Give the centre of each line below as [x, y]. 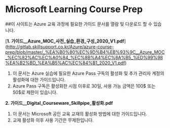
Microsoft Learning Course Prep [74, 9]
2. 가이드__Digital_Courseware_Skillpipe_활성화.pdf [59, 103]
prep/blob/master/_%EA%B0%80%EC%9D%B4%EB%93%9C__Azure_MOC [85, 52]
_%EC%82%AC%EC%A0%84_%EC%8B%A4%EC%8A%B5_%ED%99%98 [84, 57]
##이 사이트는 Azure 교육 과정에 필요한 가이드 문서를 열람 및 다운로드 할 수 [79, 24]
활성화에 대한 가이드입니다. [39, 79]
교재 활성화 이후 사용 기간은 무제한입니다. [53, 120]
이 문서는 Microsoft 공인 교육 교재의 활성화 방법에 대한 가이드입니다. [80, 114]
